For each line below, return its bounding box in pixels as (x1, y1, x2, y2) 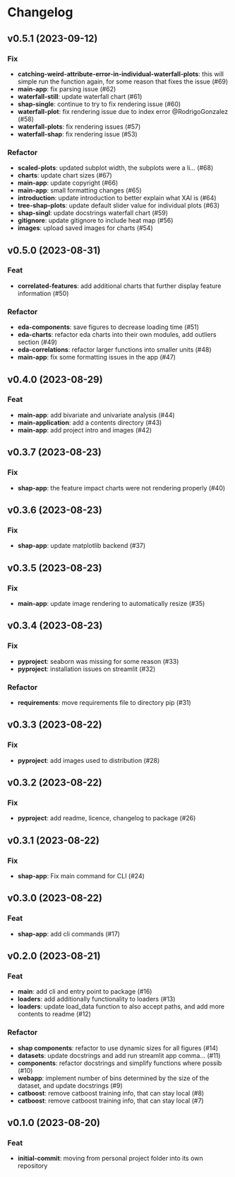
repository (17, 1161, 48, 1170)
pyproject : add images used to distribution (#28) (17, 756, 160, 764)
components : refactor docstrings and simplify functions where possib (17, 1059, 222, 1067)
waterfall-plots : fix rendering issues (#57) (17, 122, 141, 131)
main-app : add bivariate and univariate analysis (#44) (17, 410, 175, 419)
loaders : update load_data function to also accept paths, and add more (17, 1002, 224, 1011)
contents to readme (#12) (17, 1010, 92, 1018)
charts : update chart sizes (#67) (17, 171, 113, 180)
